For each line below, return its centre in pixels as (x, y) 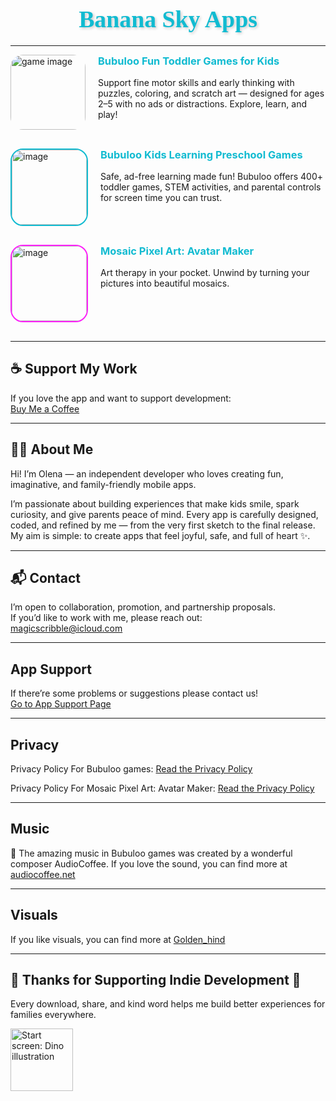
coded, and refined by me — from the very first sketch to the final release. (163, 525)
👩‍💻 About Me (52, 449)
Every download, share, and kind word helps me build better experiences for (168, 1004)
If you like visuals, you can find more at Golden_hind (118, 939)
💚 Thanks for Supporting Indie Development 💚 (156, 979)
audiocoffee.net (43, 874)
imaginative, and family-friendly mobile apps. (103, 484)
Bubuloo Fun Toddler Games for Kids (189, 61)
